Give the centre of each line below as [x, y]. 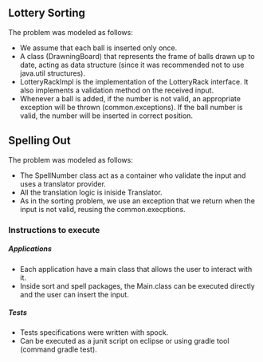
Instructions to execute [54, 230]
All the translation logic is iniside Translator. [91, 192]
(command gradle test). [58, 349]
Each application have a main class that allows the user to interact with [136, 269]
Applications [30, 249]
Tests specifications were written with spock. [94, 332]
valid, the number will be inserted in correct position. [106, 116]
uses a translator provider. [63, 183]
